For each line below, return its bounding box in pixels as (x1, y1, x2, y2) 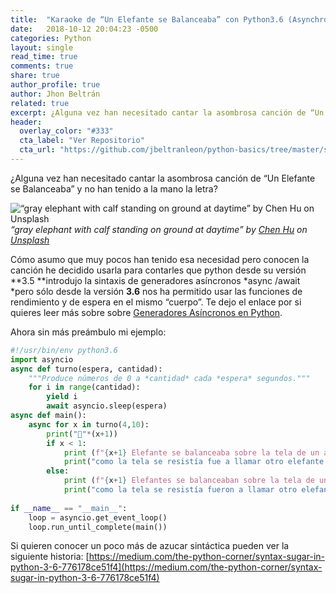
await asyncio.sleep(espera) (46, 401, 168, 411)
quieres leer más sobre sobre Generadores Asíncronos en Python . (10, 306, 283, 318)
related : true (10, 98, 70, 108)
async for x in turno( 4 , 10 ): (28, 419, 150, 430)
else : (46, 466, 70, 476)
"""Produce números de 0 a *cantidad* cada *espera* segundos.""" (28, 373, 311, 383)
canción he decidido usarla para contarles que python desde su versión (10, 264, 307, 276)
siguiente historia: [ (10, 551, 90, 563)
